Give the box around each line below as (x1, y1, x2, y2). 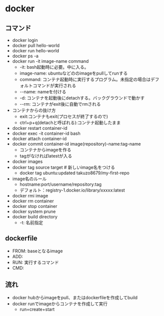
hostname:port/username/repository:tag (19, 181, 102, 187)
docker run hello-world (12, 48, 59, 53)
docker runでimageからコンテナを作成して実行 (12, 301, 108, 307)
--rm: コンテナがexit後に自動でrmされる (19, 101, 101, 107)
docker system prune (12, 208, 56, 214)
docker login (12, 38, 38, 43)
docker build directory (12, 214, 58, 220)
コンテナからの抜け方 (12, 107, 56, 113)
